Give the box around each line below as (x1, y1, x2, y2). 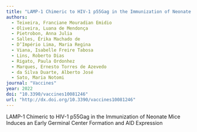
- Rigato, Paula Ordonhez (11, 58, 75, 64)
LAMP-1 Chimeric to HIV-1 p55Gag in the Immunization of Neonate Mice (6, 113, 181, 120)
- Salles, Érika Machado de (11, 36, 81, 42)
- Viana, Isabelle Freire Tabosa (11, 47, 94, 53)
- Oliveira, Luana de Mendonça (11, 25, 88, 31)
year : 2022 (6, 86, 33, 92)
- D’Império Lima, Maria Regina (11, 42, 91, 48)
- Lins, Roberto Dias (11, 53, 65, 59)
